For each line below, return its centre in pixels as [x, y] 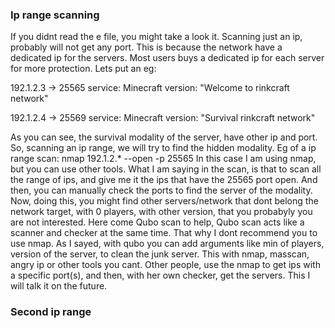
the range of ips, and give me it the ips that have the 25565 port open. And [164, 180]
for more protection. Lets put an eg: [83, 69]
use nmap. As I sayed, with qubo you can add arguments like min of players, [167, 244]
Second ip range [51, 312]
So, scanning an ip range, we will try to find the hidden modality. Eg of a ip [163, 148]
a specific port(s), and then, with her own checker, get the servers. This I [160, 275]
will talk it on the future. [59, 286]
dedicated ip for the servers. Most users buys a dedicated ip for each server [167, 58]
